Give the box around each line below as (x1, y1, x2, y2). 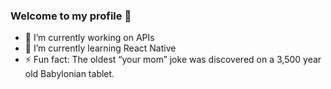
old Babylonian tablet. (24, 68, 115, 80)
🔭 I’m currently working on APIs (24, 32, 155, 44)
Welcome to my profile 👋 (10, 9, 132, 23)
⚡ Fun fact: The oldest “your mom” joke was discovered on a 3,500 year (24, 54, 322, 66)
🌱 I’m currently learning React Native (24, 42, 177, 54)
